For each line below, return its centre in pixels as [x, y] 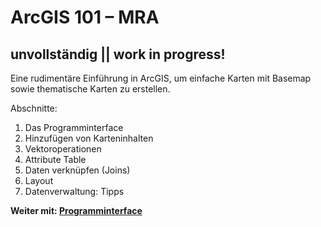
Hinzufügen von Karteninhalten [89, 138]
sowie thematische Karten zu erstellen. [90, 89]
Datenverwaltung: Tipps [74, 191]
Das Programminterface [74, 127]
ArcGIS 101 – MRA [85, 17]
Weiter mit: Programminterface [76, 210]
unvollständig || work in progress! [118, 54]
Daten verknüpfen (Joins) [77, 170]
